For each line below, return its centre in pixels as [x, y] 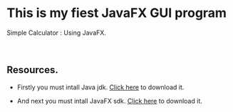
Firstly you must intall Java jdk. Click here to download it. [100, 87]
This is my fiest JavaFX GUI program [117, 13]
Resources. [32, 70]
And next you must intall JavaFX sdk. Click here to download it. [109, 101]
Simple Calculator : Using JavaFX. [56, 33]
